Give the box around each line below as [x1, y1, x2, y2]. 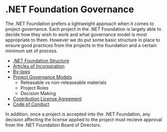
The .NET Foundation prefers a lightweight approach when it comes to [5, 20, 154, 27]
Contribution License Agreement [12, 96, 82, 102]
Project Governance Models [12, 74, 72, 80]
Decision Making [20, 90, 57, 96]
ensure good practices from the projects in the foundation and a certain [5, 42, 157, 48]
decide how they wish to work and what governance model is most [5, 31, 147, 37]
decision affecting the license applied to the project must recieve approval [5, 116, 162, 122]
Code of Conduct [12, 101, 50, 107]
